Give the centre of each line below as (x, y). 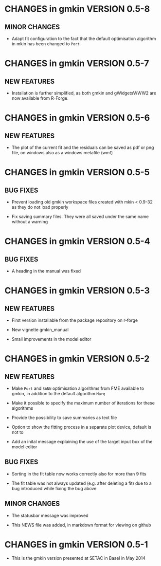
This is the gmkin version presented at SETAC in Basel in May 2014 (79, 558)
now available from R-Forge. (40, 98)
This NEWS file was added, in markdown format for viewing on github (81, 525)
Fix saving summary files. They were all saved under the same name (80, 217)
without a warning (30, 222)
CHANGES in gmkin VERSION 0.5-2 (77, 359)
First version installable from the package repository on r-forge (75, 320)
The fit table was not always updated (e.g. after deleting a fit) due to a (81, 483)
